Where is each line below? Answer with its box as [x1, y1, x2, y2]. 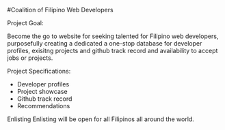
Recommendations [16, 102, 70, 110]
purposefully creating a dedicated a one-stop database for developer [7, 39, 202, 47]
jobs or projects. [7, 54, 53, 62]
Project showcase [16, 88, 68, 95]
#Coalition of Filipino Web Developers [7, 6, 114, 14]
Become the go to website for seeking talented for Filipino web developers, [7, 32, 219, 40]
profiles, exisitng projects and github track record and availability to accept [7, 47, 218, 54]
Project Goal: [7, 19, 44, 27]
